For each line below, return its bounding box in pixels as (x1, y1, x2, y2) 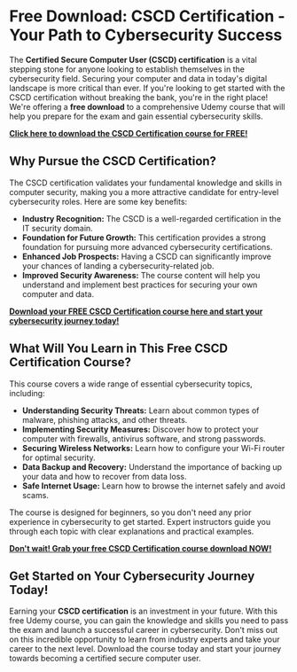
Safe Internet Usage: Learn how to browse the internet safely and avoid (21, 481, 285, 491)
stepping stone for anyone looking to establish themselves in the (9, 64, 246, 74)
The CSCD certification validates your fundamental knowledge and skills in (9, 177, 282, 188)
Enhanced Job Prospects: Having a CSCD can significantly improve (21, 251, 272, 262)
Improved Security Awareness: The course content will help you (21, 270, 261, 280)
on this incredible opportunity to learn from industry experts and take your (9, 634, 280, 645)
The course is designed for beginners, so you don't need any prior (9, 507, 252, 518)
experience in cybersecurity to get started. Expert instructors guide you (9, 516, 271, 527)
